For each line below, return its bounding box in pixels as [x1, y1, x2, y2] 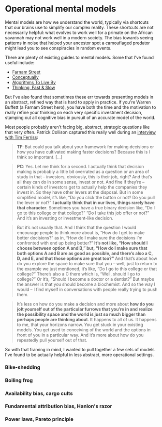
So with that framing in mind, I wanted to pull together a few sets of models [5, 346, 155, 352]
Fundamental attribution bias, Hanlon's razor [5, 403, 113, 410]
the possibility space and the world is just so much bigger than [16, 311, 146, 317]
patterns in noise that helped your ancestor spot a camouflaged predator [5, 40, 150, 46]
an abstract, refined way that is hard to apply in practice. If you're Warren [5, 99, 151, 105]
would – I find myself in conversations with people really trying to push [16, 286, 158, 292]
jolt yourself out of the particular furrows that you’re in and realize [16, 306, 153, 312]
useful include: [5, 59, 35, 66]
